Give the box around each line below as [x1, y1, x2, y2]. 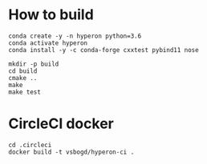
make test [8, 88, 42, 96]
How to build [8, 6, 94, 24]
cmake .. [8, 74, 38, 82]
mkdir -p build [8, 60, 59, 68]
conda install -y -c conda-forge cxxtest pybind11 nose [8, 46, 199, 54]
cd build [8, 66, 38, 75]
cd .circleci [8, 141, 52, 149]
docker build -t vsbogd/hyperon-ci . [8, 148, 135, 156]
